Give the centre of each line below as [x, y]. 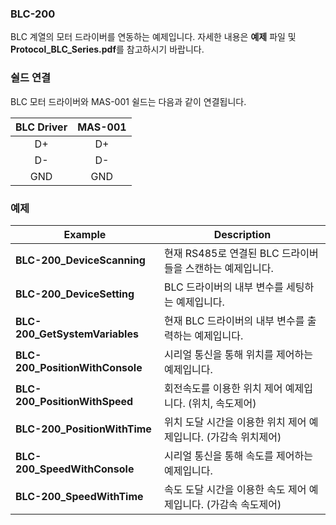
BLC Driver [41, 127]
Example [85, 234]
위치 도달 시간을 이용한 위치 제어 [235, 422]
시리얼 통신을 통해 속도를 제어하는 [238, 455]
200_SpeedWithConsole [75, 469]
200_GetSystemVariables [77, 334]
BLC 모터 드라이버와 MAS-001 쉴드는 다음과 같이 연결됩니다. [128, 101]
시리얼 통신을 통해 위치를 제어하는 [238, 354]
